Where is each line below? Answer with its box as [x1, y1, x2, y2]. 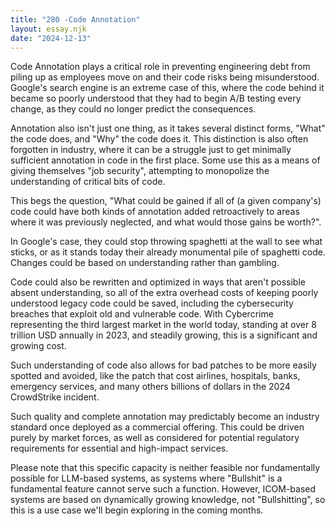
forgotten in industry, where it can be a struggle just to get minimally [10, 144, 292, 156]
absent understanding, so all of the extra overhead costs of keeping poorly [10, 287, 319, 299]
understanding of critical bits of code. [10, 176, 166, 188]
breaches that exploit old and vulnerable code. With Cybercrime [10, 308, 274, 320]
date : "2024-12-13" [10, 33, 92, 43]
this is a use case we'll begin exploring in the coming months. [10, 504, 264, 516]
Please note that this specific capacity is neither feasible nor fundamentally [10, 462, 321, 474]
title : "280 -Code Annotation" [10, 14, 141, 25]
